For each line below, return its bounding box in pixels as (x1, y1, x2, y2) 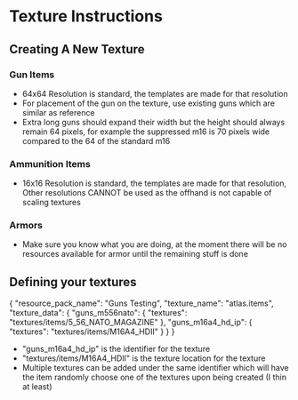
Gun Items (9, 68, 55, 81)
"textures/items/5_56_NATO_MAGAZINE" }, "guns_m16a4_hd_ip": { (9, 317, 253, 328)
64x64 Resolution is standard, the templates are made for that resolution (21, 88, 289, 99)
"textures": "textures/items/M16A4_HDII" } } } (9, 326, 175, 337)
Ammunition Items (9, 157, 91, 170)
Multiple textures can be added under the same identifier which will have (21, 363, 289, 373)
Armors (9, 220, 43, 232)
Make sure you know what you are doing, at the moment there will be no (21, 239, 287, 250)
